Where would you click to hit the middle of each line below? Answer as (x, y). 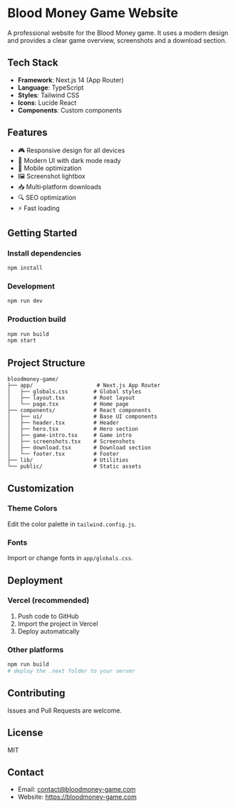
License (25, 733)
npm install (25, 268)
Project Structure (46, 363)
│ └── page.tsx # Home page (68, 404)
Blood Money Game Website (93, 13)
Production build (37, 320)
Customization (41, 488)
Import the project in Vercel (58, 624)
